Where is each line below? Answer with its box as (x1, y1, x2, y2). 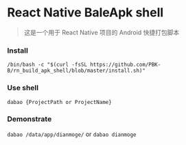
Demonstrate (7, 114, 52, 124)
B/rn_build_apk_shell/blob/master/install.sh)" (7, 67, 146, 75)
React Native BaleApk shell (7, 5, 164, 21)
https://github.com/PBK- (90, 62, 161, 68)
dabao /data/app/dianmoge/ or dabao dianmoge (7, 130, 137, 138)
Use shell (7, 83, 39, 93)
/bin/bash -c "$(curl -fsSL (7, 62, 88, 68)
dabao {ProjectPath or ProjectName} (7, 98, 112, 105)
